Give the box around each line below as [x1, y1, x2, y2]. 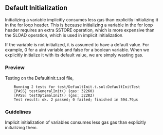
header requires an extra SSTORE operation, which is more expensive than [5, 27, 155, 33]
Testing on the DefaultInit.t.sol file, [5, 75, 74, 81]
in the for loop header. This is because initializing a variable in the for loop [5, 22, 153, 28]
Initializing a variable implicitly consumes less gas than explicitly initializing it [5, 17, 159, 22]
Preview [5, 64, 25, 71]
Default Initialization [5, 4, 68, 12]
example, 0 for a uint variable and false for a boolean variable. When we [5, 47, 149, 52]
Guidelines [5, 109, 31, 116]
